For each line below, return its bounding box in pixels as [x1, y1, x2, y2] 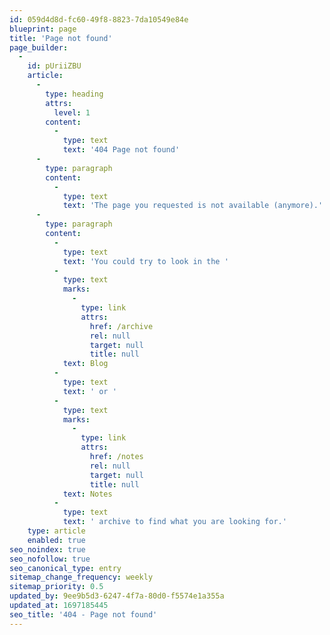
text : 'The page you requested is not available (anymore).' [62, 201, 324, 211]
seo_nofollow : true [9, 554, 91, 564]
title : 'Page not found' [9, 33, 113, 43]
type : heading [45, 89, 104, 99]
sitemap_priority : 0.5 [9, 582, 104, 592]
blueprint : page [9, 24, 77, 34]
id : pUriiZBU [27, 61, 82, 71]
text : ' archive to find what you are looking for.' [62, 517, 287, 527]
